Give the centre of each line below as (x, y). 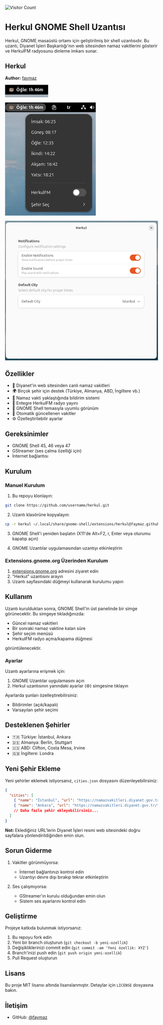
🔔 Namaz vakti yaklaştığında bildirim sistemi (56, 398)
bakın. (11, 990)
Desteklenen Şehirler (38, 725)
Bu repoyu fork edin (32, 937)
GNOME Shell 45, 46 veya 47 (41, 446)
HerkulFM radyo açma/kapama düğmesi (52, 638)
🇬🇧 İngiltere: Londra (33, 753)
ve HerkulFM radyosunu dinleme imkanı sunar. (51, 51)
